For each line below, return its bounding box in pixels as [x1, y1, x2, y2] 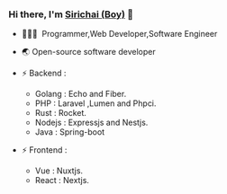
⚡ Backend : [21, 67, 67, 79]
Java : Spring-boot [34, 127, 105, 137]
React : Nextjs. [34, 175, 89, 186]
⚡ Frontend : [21, 145, 68, 155]
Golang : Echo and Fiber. [34, 89, 127, 100]
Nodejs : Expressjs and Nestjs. [34, 117, 149, 128]
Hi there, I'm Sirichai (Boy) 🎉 [8, 8, 134, 21]
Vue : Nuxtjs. [34, 165, 83, 176]
